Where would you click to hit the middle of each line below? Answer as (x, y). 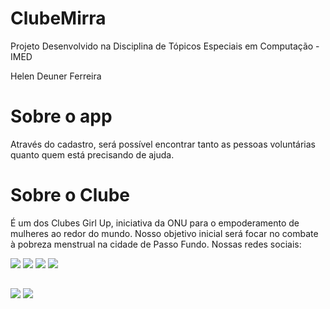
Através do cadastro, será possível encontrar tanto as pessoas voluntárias (163, 144)
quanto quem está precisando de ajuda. (92, 154)
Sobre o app (61, 116)
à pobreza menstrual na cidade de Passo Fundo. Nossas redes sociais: (156, 244)
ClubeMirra (58, 18)
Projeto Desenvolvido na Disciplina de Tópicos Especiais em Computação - (165, 46)
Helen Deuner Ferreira (56, 76)
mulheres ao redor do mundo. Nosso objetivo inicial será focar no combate (164, 233)
